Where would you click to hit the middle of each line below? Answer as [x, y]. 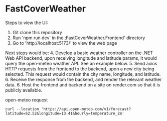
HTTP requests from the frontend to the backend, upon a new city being [80, 69]
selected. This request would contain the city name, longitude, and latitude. [83, 74]
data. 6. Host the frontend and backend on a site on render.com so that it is [83, 85]
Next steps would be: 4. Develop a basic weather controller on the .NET [79, 53]
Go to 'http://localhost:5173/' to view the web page [65, 43]
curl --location [22, 109]
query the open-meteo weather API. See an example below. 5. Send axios [81, 63]
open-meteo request [27, 100]
